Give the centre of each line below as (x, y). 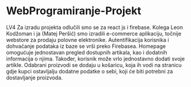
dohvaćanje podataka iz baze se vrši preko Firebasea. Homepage (86, 46)
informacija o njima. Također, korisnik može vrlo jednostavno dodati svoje (96, 59)
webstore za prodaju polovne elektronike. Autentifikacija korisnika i (88, 40)
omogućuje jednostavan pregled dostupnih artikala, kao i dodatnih (87, 52)
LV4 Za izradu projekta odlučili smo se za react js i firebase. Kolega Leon (95, 27)
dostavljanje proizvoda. (35, 78)
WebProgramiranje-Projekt (74, 11)
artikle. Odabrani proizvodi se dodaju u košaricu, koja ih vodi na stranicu (94, 65)
